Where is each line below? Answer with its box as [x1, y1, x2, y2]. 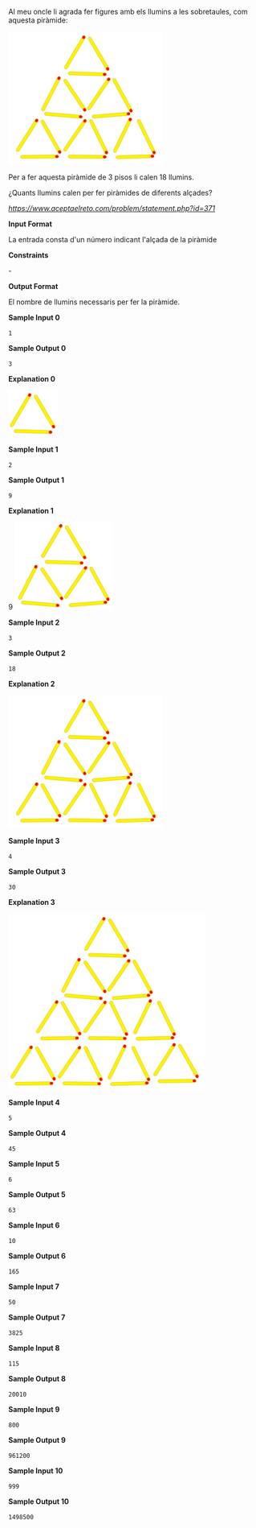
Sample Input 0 [8, 313, 60, 322]
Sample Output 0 [8, 344, 67, 353]
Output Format [8, 282, 59, 291]
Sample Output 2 [8, 648, 66, 658]
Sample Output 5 [8, 1190, 66, 1199]
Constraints [8, 250, 49, 260]
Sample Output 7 [8, 1312, 66, 1322]
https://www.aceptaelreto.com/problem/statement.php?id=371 [8, 204, 216, 213]
